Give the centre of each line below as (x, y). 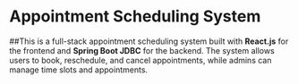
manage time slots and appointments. (79, 70)
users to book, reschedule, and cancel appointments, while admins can (140, 60)
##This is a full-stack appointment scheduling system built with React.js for (149, 41)
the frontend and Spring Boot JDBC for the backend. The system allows (142, 50)
